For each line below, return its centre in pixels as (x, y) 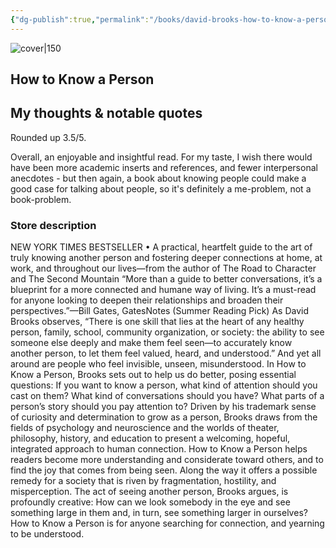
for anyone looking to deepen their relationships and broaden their (147, 300)
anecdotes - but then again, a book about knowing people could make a (158, 178)
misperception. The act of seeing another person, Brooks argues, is (149, 492)
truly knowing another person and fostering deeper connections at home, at (166, 258)
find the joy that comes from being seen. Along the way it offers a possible (164, 470)
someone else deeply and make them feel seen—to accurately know (151, 343)
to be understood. (47, 534)
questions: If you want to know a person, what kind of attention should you (164, 385)
